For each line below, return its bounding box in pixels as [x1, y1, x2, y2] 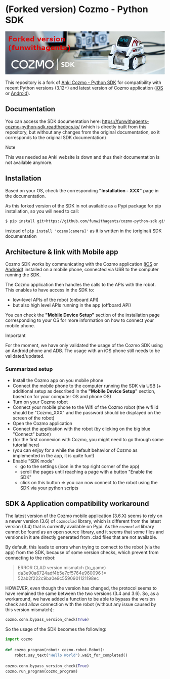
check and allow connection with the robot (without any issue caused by [5, 601, 156, 608]
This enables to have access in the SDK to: [5, 287, 95, 293]
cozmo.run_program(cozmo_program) [5, 669, 78, 674]
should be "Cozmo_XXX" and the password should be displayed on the [12, 409, 161, 415]
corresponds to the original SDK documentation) [5, 134, 106, 140]
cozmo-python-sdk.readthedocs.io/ [5, 123, 80, 130]
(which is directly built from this [80, 123, 147, 130]
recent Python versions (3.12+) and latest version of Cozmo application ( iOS [5, 85, 163, 91]
